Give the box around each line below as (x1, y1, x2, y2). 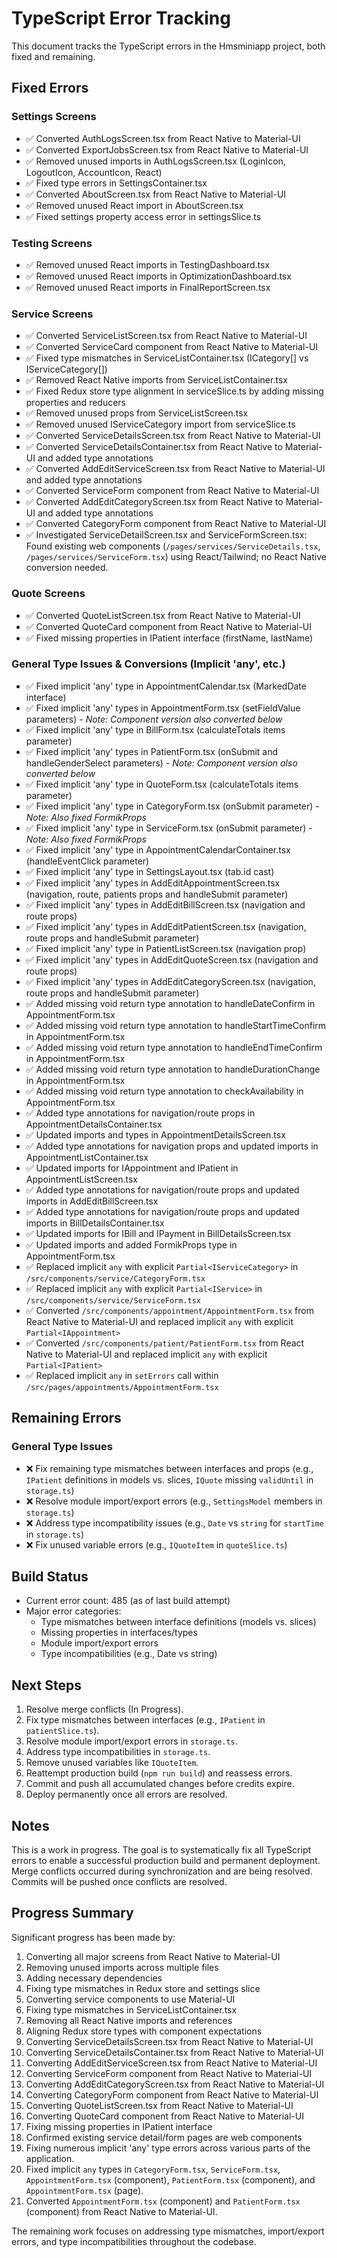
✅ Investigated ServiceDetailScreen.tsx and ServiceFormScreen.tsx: (25, 529, 308, 541)
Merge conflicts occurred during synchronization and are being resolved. (11, 1865, 313, 1877)
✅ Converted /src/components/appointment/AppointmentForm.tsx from (25, 1304, 314, 1316)
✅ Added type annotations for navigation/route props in (25, 1107, 256, 1119)
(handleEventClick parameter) (25, 855, 150, 867)
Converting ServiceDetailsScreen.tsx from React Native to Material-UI (25, 2035, 314, 2047)
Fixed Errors (11, 80, 89, 97)
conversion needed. (25, 562, 109, 574)
